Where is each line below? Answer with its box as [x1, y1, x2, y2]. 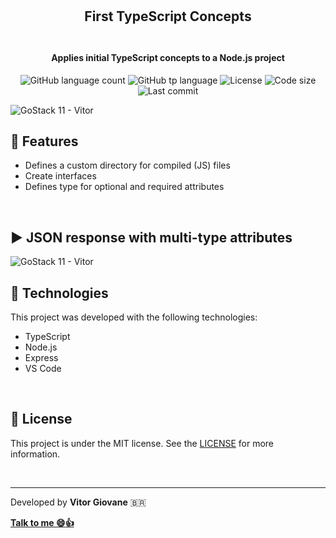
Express [24, 352, 59, 364]
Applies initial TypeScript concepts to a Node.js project [51, 51, 285, 63]
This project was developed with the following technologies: [10, 311, 258, 323]
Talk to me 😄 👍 [10, 516, 75, 528]
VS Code [24, 363, 62, 375]
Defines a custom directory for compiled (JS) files [24, 159, 231, 172]
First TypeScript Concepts [84, 8, 252, 25]
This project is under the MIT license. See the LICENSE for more [10, 437, 275, 449]
